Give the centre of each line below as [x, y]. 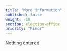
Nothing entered [22, 43]
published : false [24, 15]
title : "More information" [34, 10]
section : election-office [32, 24]
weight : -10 [18, 19]
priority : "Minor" [25, 29]
